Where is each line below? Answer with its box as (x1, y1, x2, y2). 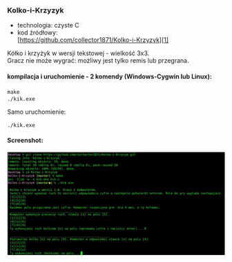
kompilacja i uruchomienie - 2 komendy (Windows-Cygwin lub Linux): (7, 72, 212, 81)
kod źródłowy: (17, 28, 58, 37)
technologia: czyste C (17, 21, 79, 30)
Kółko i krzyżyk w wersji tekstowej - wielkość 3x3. (7, 49, 150, 57)
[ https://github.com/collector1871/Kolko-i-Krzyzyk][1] (17, 36, 169, 44)
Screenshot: (7, 137, 43, 145)
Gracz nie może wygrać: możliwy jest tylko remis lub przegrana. (7, 57, 189, 65)
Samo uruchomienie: (7, 108, 66, 116)
